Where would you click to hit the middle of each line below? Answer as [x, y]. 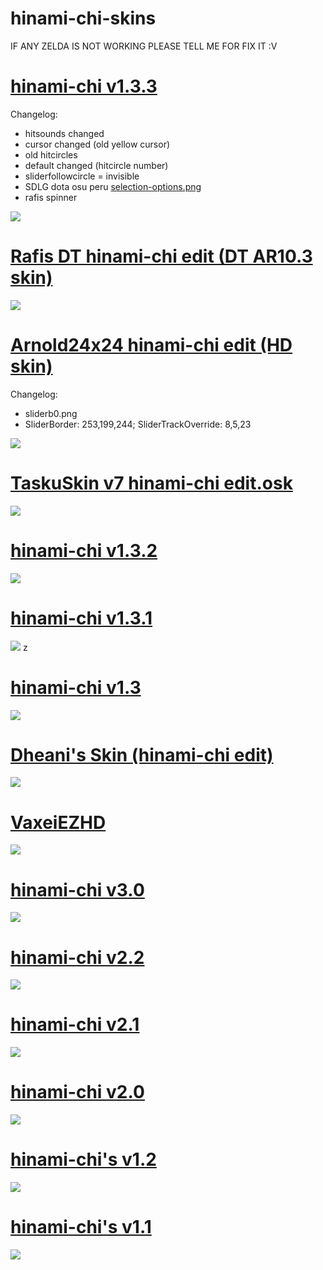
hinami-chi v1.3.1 [81, 618]
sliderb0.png [51, 413]
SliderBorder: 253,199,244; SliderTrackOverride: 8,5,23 [138, 424]
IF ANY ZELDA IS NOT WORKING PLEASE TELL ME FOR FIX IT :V [144, 46]
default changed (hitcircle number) [96, 165]
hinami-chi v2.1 [75, 1024]
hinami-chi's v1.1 [81, 1227]
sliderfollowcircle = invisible [82, 176]
